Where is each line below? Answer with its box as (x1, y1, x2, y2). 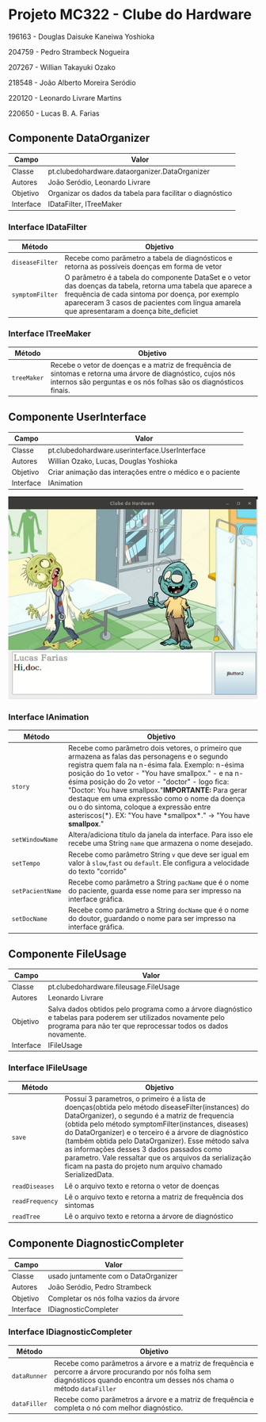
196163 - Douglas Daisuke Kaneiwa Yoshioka (8, 32, 154, 41)
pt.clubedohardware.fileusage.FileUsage (47, 982, 180, 992)
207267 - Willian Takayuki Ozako (8, 62, 116, 72)
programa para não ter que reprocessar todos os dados (47, 1021, 229, 1030)
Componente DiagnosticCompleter (8, 1237, 184, 1250)
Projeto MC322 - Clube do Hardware (8, 6, 252, 24)
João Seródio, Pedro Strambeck (47, 1282, 152, 1292)
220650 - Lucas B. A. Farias (8, 109, 101, 118)
